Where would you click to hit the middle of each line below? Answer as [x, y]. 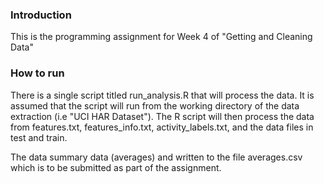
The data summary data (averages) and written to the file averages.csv [156, 157]
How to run [37, 73]
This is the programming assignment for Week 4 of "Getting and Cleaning [161, 37]
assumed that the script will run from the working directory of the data [155, 105]
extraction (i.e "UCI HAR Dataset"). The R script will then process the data [162, 116]
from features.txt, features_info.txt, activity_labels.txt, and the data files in [162, 127]
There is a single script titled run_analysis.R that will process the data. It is [162, 95]
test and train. [39, 137]
